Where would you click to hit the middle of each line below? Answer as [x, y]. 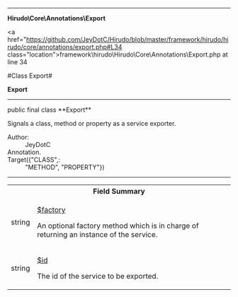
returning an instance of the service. [97, 234]
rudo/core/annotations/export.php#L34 [65, 47]
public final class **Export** [50, 110]
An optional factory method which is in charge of [118, 226]
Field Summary [119, 191]
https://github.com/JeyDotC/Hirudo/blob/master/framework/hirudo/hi [127, 39]
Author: [18, 137]
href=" [17, 39]
